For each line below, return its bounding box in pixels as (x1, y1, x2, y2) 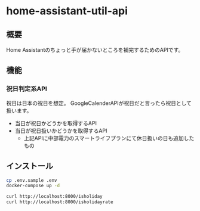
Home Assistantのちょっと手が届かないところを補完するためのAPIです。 (6, 46, 184, 53)
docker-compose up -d (6, 183, 60, 189)
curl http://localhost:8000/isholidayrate (6, 199, 113, 205)
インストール (6, 161, 54, 171)
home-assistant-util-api (6, 4, 128, 18)
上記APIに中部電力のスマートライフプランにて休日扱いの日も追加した (23, 134, 195, 141)
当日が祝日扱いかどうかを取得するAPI (14, 127, 107, 134)
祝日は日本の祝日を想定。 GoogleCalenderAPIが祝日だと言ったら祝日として (6, 100, 192, 107)
